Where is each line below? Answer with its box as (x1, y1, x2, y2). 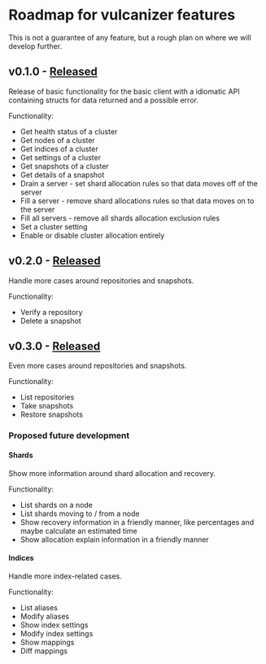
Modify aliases (20, 611, 70, 621)
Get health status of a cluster (20, 126, 118, 136)
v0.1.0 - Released (8, 65, 98, 79)
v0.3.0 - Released (8, 339, 101, 353)
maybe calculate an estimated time (20, 526, 138, 535)
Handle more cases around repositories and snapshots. (8, 275, 194, 286)
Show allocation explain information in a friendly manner (20, 535, 209, 544)
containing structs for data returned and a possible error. (8, 95, 199, 105)
